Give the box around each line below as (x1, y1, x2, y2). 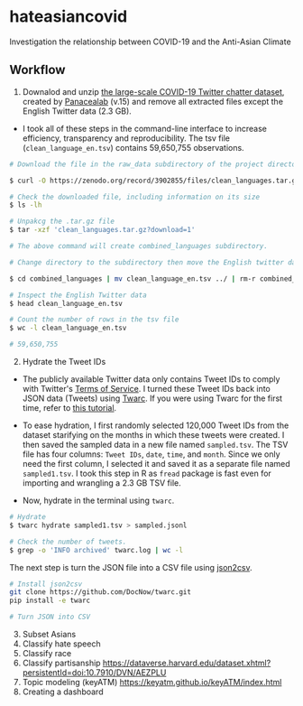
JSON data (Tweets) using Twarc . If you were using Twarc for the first (22, 393, 282, 404)
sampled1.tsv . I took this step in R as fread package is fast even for (22, 468, 272, 478)
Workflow (9, 62, 66, 78)
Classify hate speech (22, 638, 101, 649)
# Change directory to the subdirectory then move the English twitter (9, 257, 284, 267)
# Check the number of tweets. (9, 537, 127, 546)
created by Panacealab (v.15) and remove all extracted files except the (22, 96, 284, 107)
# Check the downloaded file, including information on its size (9, 192, 260, 201)
